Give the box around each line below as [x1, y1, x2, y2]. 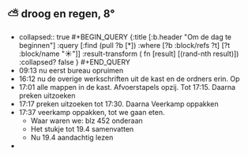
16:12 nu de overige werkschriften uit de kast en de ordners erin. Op [18, 74, 240, 84]
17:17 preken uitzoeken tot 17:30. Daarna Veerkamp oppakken [18, 98, 219, 109]
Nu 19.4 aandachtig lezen [30, 132, 114, 142]
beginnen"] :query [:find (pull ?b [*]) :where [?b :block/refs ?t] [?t [18, 40, 231, 50]
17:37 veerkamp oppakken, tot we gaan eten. [18, 107, 165, 117]
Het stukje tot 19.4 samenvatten [30, 124, 134, 133]
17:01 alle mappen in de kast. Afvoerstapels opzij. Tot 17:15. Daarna [18, 82, 236, 91]
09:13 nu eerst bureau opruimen [18, 65, 124, 75]
